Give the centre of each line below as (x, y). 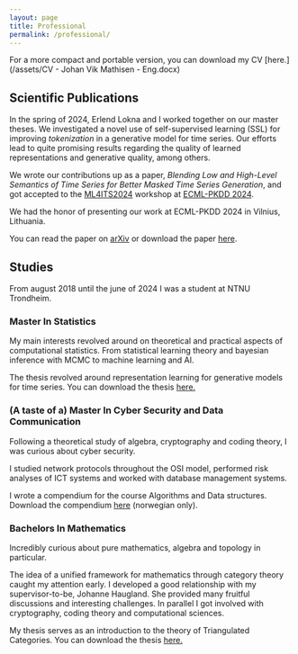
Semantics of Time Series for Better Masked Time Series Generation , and (145, 184)
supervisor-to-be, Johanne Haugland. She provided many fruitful (130, 594)
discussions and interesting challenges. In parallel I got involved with (136, 603)
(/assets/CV (32, 69)
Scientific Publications (74, 98)
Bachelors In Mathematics (68, 528)
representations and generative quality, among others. (110, 157)
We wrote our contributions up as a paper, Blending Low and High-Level (143, 175)
